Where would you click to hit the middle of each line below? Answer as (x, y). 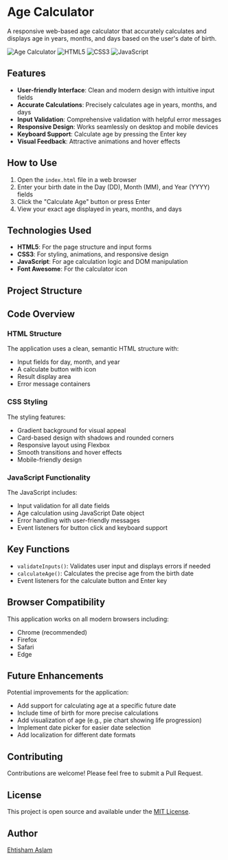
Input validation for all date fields (63, 506)
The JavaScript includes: (42, 493)
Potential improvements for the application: (68, 693)
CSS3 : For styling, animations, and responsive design (93, 254)
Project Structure (45, 290)
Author (22, 833)
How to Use (32, 163)
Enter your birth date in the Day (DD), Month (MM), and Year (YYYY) (113, 187)
